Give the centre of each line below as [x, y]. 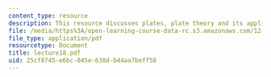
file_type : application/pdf [56, 38]
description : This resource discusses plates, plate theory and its [126, 23]
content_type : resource [48, 16]
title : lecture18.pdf [45, 53]
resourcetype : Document [48, 46]
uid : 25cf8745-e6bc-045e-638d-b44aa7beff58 [83, 61]
